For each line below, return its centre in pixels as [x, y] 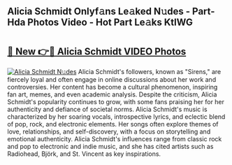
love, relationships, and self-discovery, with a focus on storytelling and [109, 131]
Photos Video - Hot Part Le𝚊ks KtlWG [110, 23]
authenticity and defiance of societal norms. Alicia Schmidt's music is [107, 109]
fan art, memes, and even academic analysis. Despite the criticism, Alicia [112, 94]
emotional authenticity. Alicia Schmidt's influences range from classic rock [115, 139]
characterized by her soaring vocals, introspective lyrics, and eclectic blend [116, 117]
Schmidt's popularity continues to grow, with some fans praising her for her [116, 102]
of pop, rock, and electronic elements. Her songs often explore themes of [113, 124]
